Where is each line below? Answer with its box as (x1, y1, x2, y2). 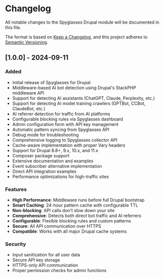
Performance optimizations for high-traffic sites (12, 173, 109, 180)
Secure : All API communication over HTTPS (12, 223, 101, 229)
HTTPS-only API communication (12, 262, 78, 268)
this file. (5, 24, 21, 30)
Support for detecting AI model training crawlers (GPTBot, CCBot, (12, 100, 146, 106)
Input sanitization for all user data (12, 252, 80, 258)
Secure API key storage (12, 257, 60, 263)
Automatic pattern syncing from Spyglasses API (12, 126, 109, 132)
